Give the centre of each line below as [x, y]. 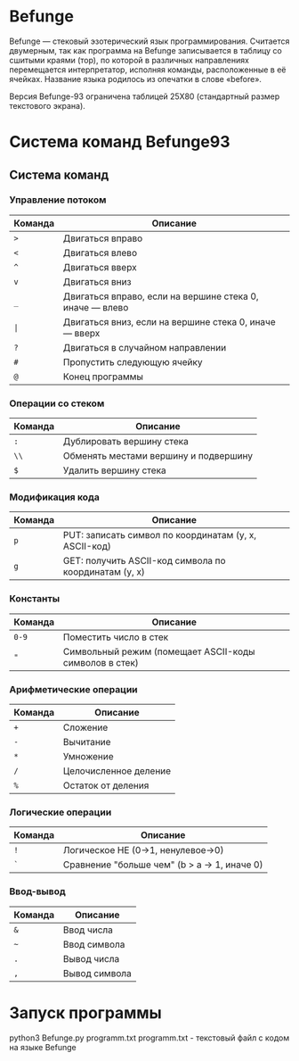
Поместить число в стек [116, 637]
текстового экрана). [48, 105]
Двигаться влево [100, 253]
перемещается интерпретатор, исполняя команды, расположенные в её [148, 70]
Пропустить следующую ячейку [133, 361]
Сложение [85, 727]
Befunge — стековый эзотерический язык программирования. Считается [149, 41]
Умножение [88, 756]
